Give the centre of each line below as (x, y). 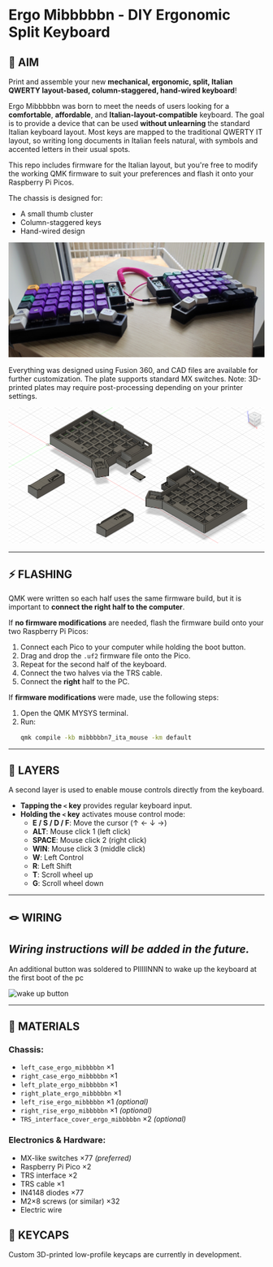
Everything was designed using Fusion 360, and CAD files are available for (133, 371)
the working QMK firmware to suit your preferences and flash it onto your (131, 174)
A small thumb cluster (56, 214)
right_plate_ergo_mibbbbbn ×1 (71, 1093)
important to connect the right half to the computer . (97, 606)
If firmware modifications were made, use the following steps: (114, 697)
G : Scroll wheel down (68, 883)
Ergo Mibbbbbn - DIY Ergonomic (119, 15)
